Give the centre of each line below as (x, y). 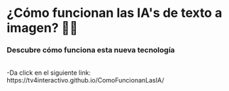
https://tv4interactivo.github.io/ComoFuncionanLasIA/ (85, 80)
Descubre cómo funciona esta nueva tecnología (91, 50)
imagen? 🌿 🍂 (43, 28)
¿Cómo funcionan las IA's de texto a (114, 13)
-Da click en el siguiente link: (49, 73)
